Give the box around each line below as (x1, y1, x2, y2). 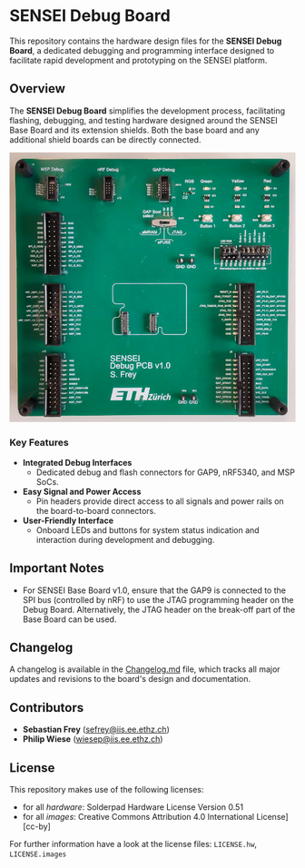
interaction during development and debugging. (35, 534, 215, 545)
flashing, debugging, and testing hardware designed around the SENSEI (9, 114, 279, 125)
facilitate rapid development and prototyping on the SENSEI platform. (9, 54, 268, 65)
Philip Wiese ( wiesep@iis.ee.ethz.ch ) (22, 734, 163, 745)
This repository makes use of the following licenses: (9, 784, 204, 794)
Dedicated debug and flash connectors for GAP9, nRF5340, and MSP (35, 467, 295, 478)
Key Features (9, 437, 70, 449)
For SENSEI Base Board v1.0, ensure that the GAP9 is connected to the (22, 585, 286, 596)
